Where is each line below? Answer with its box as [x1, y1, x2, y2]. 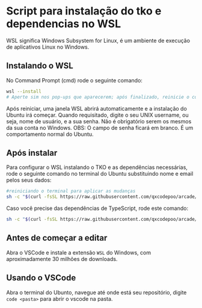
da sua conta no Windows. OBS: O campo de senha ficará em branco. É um [6, 124, 194, 131]
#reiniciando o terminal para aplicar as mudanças [6, 188, 136, 194]
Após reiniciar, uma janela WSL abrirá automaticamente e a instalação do [6, 105, 188, 112]
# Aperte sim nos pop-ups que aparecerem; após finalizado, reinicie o [6, 94, 189, 100]
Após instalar [6, 147, 58, 158]
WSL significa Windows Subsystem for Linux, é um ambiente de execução [6, 37, 191, 44]
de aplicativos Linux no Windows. [6, 43, 90, 51]
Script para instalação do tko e [6, 4, 162, 18]
